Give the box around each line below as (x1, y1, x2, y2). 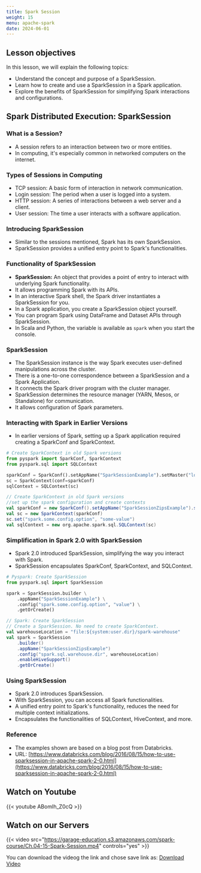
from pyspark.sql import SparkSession (6, 579, 103, 586)
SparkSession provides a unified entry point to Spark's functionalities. (14, 245, 187, 252)
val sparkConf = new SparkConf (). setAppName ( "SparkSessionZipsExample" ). (6, 505, 194, 511)
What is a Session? (6, 129, 63, 138)
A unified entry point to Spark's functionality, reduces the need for (14, 703, 179, 710)
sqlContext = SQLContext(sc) (6, 483, 79, 489)
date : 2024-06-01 (6, 25, 50, 32)
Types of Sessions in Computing (6, 171, 103, 179)
